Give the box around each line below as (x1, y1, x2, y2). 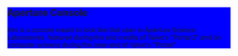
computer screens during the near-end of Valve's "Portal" (7, 40, 176, 49)
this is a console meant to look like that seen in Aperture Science (7, 25, 196, 34)
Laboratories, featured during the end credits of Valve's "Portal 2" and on (7, 33, 222, 41)
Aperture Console (7, 7, 89, 19)
